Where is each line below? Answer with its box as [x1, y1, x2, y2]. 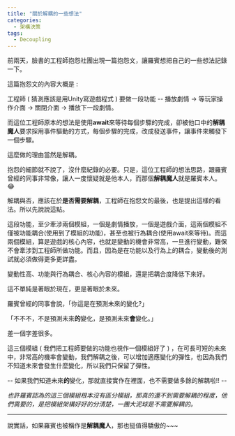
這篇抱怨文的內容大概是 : [7, 80, 78, 88]
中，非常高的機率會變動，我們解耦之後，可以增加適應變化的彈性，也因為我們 [7, 353, 227, 361]
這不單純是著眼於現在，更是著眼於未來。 [7, 284, 123, 293]
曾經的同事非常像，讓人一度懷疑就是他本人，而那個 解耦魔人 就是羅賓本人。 [7, 174, 221, 182]
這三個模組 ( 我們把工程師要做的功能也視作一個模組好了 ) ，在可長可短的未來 [7, 344, 227, 353]
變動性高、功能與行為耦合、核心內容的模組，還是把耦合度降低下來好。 [7, 270, 209, 278]
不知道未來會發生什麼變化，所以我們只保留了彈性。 [7, 361, 154, 370]
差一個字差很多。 [7, 329, 56, 337]
